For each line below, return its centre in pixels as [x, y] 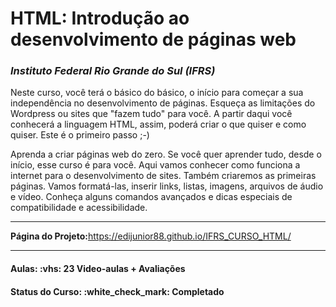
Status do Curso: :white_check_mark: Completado [117, 291]
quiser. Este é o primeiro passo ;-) [80, 135]
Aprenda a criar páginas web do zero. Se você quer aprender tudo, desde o [166, 154]
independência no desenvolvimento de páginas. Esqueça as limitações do [163, 103]
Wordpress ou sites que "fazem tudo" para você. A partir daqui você [151, 114]
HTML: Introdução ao [100, 18]
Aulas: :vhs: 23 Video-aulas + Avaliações [98, 269]
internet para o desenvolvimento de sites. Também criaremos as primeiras [163, 176]
